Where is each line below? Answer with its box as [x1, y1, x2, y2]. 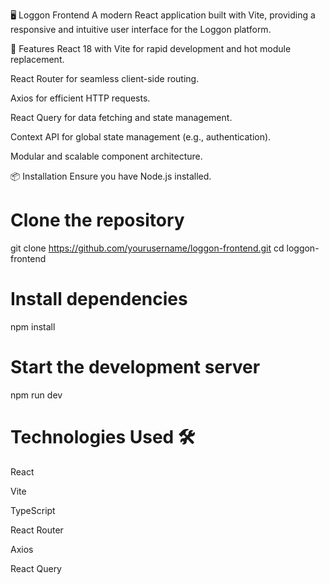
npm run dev [10, 389, 63, 401]
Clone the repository [10, 209, 185, 232]
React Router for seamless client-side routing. [10, 73, 200, 84]
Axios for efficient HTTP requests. [10, 92, 151, 104]
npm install [10, 320, 56, 333]
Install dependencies [10, 288, 188, 311]
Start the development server [10, 356, 261, 379]
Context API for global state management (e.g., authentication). [10, 131, 272, 143]
